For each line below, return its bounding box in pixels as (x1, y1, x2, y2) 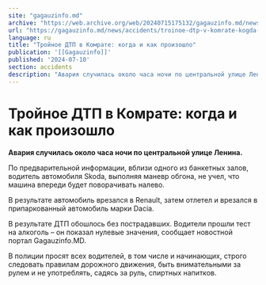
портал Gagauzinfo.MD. (8, 235, 87, 245)
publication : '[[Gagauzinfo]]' (8, 48, 112, 56)
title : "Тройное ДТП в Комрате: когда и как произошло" (8, 41, 196, 49)
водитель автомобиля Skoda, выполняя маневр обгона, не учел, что (8, 171, 240, 180)
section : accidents (8, 63, 73, 71)
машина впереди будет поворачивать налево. (8, 180, 165, 189)
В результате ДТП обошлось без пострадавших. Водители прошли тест (8, 218, 251, 228)
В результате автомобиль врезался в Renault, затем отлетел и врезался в (8, 195, 258, 204)
